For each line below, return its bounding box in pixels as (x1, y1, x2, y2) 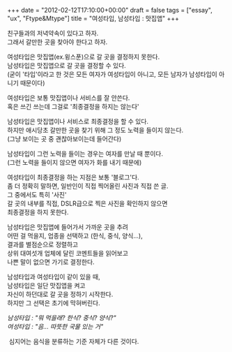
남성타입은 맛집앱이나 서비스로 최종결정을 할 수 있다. (7, 117, 148, 125)
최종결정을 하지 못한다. (7, 208, 69, 216)
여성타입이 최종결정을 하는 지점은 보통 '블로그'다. (7, 173, 139, 181)
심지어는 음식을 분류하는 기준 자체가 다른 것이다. (8, 337, 139, 345)
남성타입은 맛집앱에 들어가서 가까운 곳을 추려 (7, 223, 129, 231)
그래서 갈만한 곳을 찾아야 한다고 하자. (7, 38, 108, 46)
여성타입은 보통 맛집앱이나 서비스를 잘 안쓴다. (7, 94, 130, 102)
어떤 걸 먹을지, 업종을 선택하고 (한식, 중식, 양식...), (7, 232, 143, 240)
